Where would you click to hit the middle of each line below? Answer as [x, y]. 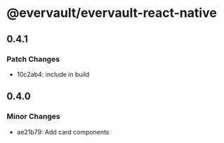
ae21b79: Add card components [63, 132]
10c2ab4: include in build [53, 74]
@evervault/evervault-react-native [112, 13]
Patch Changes [33, 59]
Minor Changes [33, 116]
